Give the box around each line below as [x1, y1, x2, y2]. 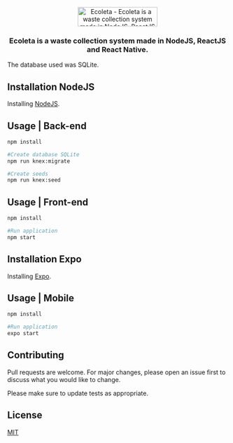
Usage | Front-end [7, 196, 89, 208]
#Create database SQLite [7, 151, 80, 158]
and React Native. [86, 44, 149, 54]
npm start [7, 233, 36, 241]
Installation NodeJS [7, 81, 95, 93]
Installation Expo [7, 253, 82, 266]
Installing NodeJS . [7, 100, 60, 108]
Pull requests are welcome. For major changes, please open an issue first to [7, 368, 226, 376]
